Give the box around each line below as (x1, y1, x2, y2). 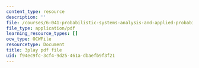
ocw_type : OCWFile (6, 36, 52, 42)
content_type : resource (6, 8, 65, 15)
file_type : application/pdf (6, 25, 76, 31)
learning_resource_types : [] (6, 31, 78, 37)
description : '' (6, 14, 46, 20)
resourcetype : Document (6, 42, 65, 48)
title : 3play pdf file (6, 47, 62, 53)
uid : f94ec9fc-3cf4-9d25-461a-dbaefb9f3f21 (6, 53, 115, 59)
